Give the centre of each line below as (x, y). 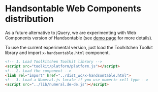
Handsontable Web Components (73, 9)
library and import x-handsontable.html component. (57, 53)
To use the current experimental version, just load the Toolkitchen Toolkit (79, 47)
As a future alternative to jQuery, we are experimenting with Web (71, 32)
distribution (30, 19)
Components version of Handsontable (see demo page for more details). (79, 38)
